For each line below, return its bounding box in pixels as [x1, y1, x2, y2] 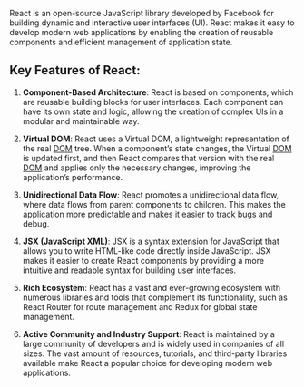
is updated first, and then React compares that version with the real [22, 152, 275, 163]
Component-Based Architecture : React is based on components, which [22, 86, 294, 98]
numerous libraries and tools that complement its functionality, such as [22, 292, 288, 303]
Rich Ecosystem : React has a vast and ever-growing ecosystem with [22, 282, 281, 293]
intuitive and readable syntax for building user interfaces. [22, 265, 237, 276]
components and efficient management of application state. [9, 36, 233, 47]
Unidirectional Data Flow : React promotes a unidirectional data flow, [22, 189, 279, 200]
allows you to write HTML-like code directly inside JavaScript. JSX [22, 245, 271, 256]
